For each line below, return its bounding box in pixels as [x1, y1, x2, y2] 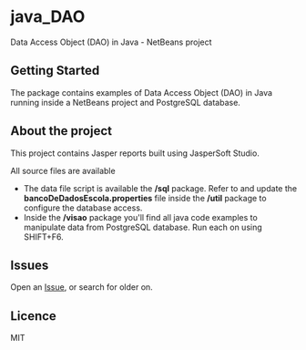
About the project [10, 123, 113, 139]
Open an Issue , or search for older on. [10, 282, 153, 293]
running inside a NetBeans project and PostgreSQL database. [10, 97, 240, 108]
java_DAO [10, 6, 86, 27]
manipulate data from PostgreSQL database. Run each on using [23, 221, 262, 232]
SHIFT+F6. [23, 231, 64, 242]
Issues [10, 257, 49, 273]
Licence [10, 308, 57, 324]
